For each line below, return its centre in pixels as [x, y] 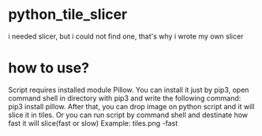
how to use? [49, 68]
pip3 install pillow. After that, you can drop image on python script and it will [131, 106]
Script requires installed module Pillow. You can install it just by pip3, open [129, 90]
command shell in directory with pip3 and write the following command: [125, 98]
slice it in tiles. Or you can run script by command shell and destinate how [128, 115]
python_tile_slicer [68, 15]
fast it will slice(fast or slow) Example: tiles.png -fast [93, 123]
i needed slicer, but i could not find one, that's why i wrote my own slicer [126, 36]
